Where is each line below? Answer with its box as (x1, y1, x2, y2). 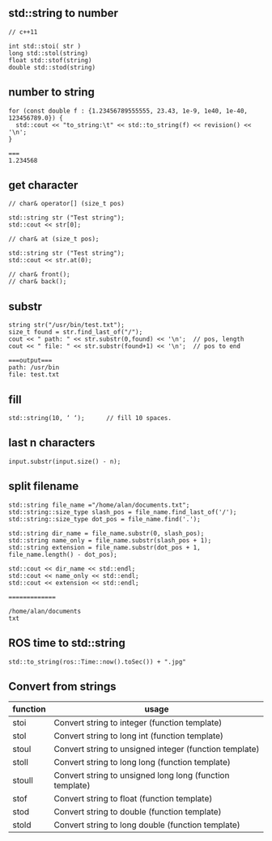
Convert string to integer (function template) (53, 717, 223, 728)
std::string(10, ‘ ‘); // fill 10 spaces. (8, 414, 172, 423)
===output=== (8, 356, 53, 365)
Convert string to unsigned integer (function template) (53, 744, 260, 755)
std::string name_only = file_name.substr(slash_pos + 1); (8, 536, 212, 545)
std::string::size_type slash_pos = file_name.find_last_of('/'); (8, 508, 237, 516)
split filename (8, 479, 79, 493)
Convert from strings (8, 679, 117, 693)
